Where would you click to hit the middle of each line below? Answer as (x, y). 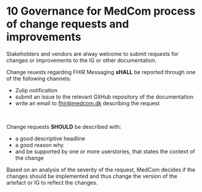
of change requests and (68, 24)
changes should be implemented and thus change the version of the (92, 176)
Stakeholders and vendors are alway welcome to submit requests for (92, 53)
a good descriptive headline (50, 139)
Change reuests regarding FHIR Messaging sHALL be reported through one (101, 72)
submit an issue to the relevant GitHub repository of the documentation (104, 97)
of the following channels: (39, 78)
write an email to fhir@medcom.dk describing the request (87, 103)
